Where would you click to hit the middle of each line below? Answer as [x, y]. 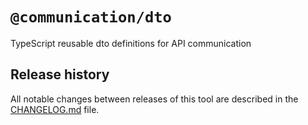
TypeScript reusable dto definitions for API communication [131, 43]
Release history [60, 74]
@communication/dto [91, 17]
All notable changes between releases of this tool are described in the [154, 99]
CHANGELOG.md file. [55, 109]
